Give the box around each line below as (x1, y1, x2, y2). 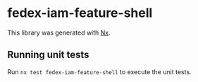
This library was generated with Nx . (7, 28, 111, 37)
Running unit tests (7, 49, 89, 61)
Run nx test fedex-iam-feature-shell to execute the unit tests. (7, 67, 192, 76)
